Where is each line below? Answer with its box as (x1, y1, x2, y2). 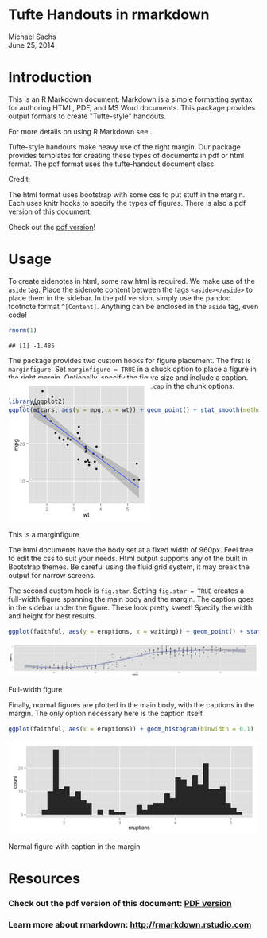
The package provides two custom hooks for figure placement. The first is (8, 355, 252, 365)
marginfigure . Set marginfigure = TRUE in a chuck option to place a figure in (8, 364, 257, 374)
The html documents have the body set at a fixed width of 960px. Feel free (8, 545, 253, 555)
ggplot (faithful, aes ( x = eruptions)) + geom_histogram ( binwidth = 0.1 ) (8, 725, 254, 733)
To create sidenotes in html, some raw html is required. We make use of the (8, 276, 256, 285)
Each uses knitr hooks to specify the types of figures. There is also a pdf (8, 198, 246, 207)
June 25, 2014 (8, 40, 56, 49)
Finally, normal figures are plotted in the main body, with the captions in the (8, 700, 255, 709)
